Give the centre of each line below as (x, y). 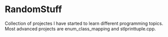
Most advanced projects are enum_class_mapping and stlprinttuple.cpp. (80, 28)
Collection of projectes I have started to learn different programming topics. (84, 23)
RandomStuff (33, 9)
